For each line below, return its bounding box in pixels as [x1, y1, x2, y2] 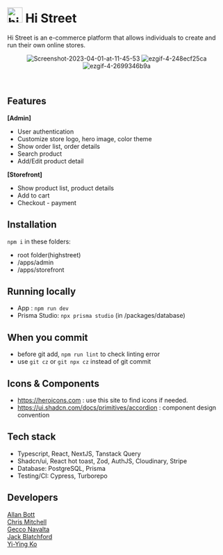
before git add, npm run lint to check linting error [17, 350, 160, 358]
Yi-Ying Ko [7, 540, 38, 548]
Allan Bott [7, 510, 35, 518]
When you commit [7, 331, 88, 344]
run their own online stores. [7, 40, 85, 49]
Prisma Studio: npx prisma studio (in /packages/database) [17, 312, 185, 320]
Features [7, 95, 47, 107]
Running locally [7, 285, 76, 297]
